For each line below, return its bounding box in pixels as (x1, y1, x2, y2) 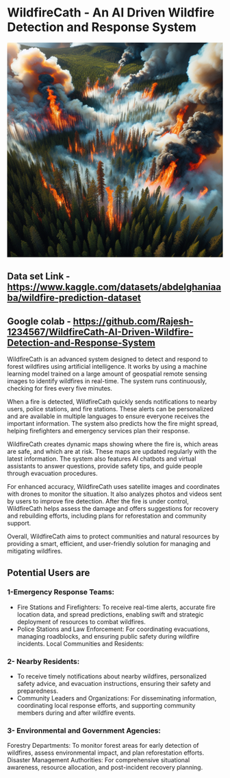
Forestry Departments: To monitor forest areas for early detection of (7, 742, 200, 750)
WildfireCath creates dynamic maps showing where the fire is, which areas (7, 440, 218, 448)
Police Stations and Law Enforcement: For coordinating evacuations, (16, 625, 210, 633)
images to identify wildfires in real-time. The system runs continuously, (7, 377, 207, 385)
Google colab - (7, 315, 72, 327)
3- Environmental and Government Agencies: (7, 726, 161, 735)
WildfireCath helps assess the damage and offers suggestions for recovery (7, 505, 219, 513)
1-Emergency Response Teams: (7, 587, 115, 597)
